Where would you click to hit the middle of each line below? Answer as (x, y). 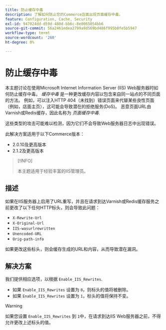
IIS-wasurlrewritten (34, 228)
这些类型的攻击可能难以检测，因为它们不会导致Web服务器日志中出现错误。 (82, 123)
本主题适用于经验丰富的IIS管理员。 (53, 171)
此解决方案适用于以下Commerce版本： (45, 134)
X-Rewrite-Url (27, 218)
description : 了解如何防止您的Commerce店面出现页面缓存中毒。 (64, 14)
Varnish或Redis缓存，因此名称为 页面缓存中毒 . (53, 112)
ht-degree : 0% (20, 42)
